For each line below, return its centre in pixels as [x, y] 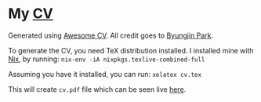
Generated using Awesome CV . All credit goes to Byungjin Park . [111, 35]
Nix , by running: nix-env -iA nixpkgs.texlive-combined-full [107, 59]
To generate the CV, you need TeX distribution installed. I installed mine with [131, 50]
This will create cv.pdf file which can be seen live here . [97, 89]
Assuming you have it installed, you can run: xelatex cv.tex [105, 74]
